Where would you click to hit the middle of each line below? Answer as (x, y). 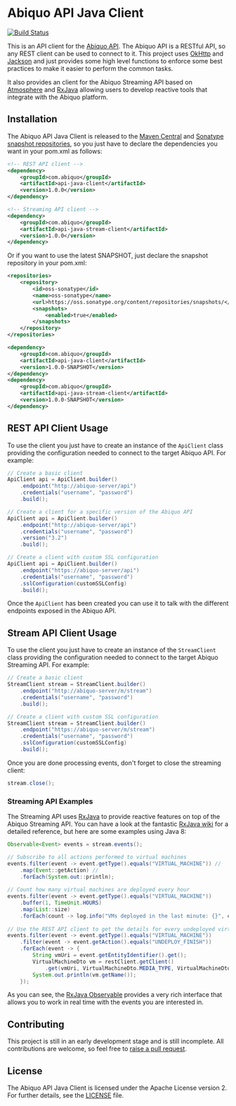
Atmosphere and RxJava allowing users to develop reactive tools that (107, 89)
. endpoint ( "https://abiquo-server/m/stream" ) (88, 730)
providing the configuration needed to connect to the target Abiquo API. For (117, 452)
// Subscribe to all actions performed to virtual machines (97, 857)
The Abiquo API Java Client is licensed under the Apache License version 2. (117, 1088)
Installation (32, 119)
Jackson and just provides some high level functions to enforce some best (115, 61)
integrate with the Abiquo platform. (58, 97)
